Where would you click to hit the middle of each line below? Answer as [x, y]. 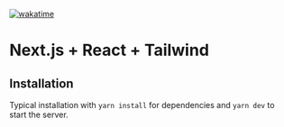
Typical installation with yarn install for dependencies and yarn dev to [142, 105]
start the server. [39, 114]
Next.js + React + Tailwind [110, 50]
